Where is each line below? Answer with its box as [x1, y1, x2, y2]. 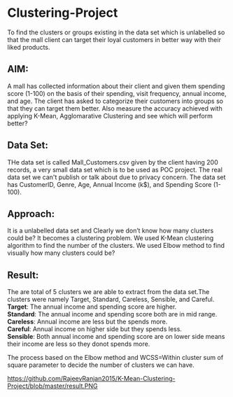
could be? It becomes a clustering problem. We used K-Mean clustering [7, 234, 214, 242]
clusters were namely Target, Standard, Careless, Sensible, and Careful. [7, 295, 215, 304]
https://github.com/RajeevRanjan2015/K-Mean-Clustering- [7, 375, 176, 383]
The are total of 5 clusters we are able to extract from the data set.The [7, 288, 210, 296]
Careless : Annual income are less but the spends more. [7, 317, 168, 326]
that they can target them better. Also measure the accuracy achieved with [7, 104, 223, 113]
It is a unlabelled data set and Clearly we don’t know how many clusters [7, 226, 214, 235]
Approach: [7, 208, 55, 220]
